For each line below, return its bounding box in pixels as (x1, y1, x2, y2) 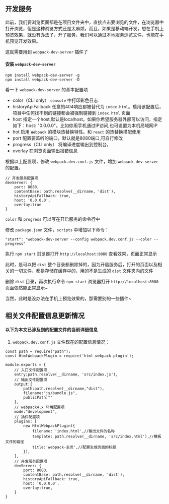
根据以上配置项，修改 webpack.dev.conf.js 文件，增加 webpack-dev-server (5, 158, 158, 165)
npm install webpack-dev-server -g (5, 73, 80, 78)
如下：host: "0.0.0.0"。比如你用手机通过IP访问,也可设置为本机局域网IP (12, 122, 158, 129)
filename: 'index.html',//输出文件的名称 (32, 428, 115, 433)
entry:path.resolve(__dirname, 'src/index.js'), (14, 372, 118, 377)
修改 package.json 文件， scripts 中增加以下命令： (5, 227, 109, 233)
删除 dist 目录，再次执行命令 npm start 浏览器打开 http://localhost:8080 (5, 279, 159, 285)
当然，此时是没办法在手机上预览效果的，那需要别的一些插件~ (5, 295, 132, 301)
